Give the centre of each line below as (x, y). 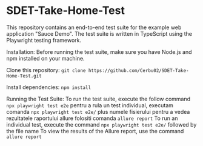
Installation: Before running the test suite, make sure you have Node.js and (99, 51)
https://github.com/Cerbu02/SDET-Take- (138, 70)
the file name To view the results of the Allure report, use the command (95, 131)
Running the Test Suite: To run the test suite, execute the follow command (98, 99)
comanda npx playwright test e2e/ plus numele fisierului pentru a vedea (98, 111)
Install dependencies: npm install (49, 87)
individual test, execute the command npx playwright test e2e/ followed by (101, 124)
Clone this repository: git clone (46, 70)
